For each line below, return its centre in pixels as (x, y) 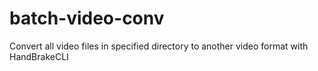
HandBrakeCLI (39, 56)
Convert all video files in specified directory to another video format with (159, 46)
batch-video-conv (87, 18)
